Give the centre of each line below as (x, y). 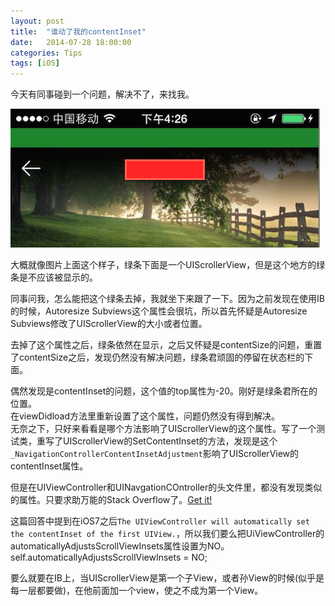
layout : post (37, 21)
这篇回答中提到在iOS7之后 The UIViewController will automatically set (160, 521)
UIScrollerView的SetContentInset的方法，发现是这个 (170, 441)
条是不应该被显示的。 (54, 277)
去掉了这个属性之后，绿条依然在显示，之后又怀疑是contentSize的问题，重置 (166, 345)
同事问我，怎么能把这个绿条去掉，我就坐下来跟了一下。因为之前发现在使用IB (167, 299)
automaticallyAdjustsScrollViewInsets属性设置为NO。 (120, 546)
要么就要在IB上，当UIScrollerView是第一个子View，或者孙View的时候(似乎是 (167, 578)
